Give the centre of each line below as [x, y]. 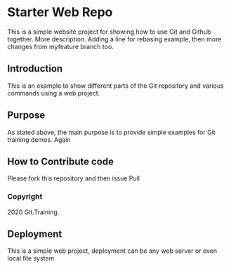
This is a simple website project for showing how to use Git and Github [109, 32]
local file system [31, 258]
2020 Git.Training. [33, 212]
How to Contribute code [61, 161]
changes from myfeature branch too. [60, 46]
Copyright [25, 197]
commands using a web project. [54, 93]
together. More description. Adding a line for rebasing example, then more [114, 39]
